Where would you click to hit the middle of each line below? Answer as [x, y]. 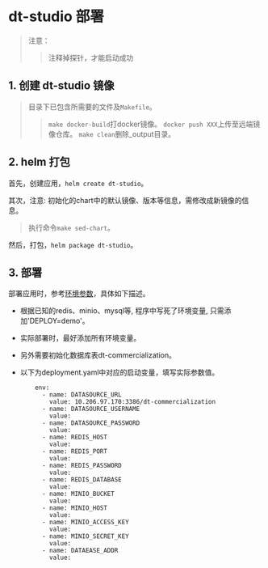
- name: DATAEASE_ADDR [80, 551]
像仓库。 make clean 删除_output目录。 [112, 134]
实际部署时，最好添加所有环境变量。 [80, 338]
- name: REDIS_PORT [74, 451]
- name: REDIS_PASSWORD [82, 466]
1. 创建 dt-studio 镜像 [61, 86]
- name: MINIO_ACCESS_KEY [85, 523]
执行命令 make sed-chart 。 [71, 227]
